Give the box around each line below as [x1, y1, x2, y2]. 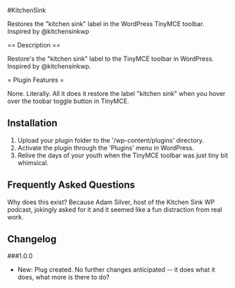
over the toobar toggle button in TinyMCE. [7, 97, 129, 105]
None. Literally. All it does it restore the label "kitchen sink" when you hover [7, 90, 226, 97]
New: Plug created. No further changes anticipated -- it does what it [17, 265, 216, 274]
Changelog [7, 233, 57, 246]
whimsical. [17, 158, 49, 167]
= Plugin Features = [7, 76, 65, 84]
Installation [7, 117, 58, 129]
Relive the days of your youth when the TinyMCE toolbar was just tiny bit [17, 151, 229, 160]
